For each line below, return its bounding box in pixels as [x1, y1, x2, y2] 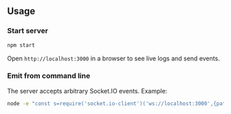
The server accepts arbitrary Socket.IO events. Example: [7, 87, 168, 95]
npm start [7, 41, 36, 49]
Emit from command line [7, 71, 91, 81]
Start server [7, 26, 48, 36]
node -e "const [7, 100, 51, 107]
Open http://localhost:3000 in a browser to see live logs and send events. [7, 54, 220, 62]
